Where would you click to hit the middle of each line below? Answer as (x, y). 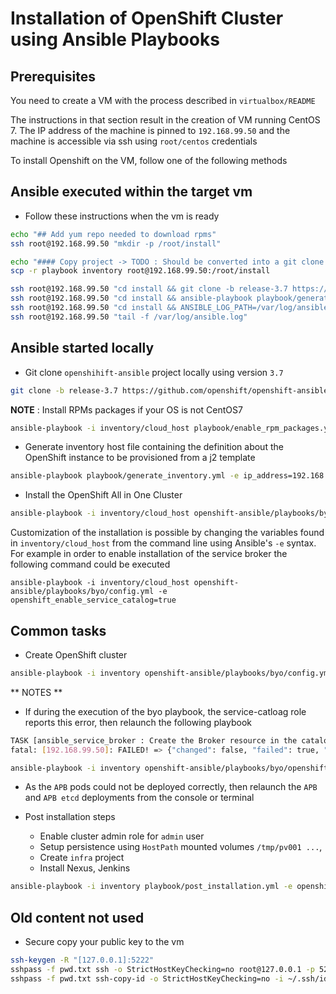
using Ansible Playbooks (115, 39)
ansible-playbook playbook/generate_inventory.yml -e (125, 476)
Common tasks (58, 630)
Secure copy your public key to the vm (104, 942)
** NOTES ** (36, 692)
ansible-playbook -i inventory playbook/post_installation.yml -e (151, 887)
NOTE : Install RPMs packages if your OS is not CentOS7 (126, 409)
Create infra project (82, 858)
